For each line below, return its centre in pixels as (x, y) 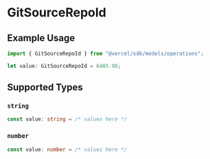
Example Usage (41, 38)
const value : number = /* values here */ (67, 149)
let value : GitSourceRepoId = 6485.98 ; (64, 66)
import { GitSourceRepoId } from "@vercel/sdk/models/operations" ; (106, 53)
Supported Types (45, 87)
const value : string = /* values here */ (67, 119)
